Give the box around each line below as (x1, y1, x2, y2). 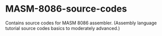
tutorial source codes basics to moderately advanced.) (5, 25, 120, 31)
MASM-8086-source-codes (5, 3, 127, 15)
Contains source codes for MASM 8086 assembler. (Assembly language (5, 20, 157, 26)
